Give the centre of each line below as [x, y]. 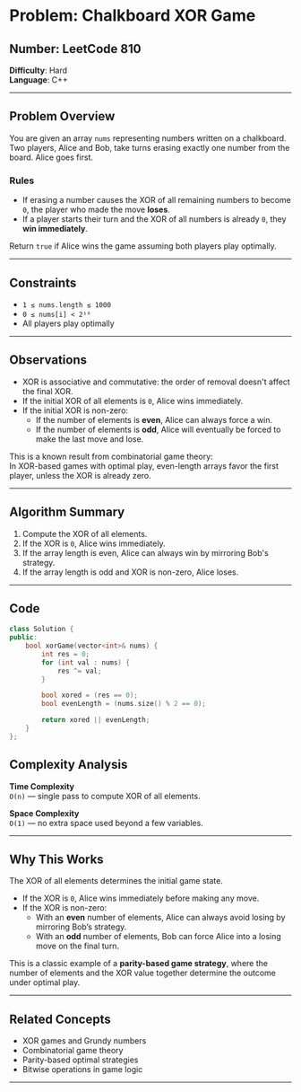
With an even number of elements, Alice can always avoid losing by [160, 918]
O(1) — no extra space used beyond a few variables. [106, 823]
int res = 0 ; [66, 654]
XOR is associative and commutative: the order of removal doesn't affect [156, 382]
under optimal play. [45, 982]
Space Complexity [44, 813]
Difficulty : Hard [39, 70]
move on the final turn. [77, 946]
